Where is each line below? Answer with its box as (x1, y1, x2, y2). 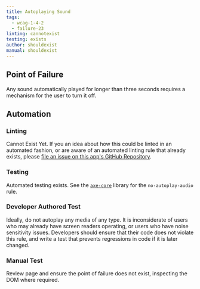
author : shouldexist (6, 42, 58, 48)
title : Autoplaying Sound (6, 8, 70, 15)
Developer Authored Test (6, 203, 81, 211)
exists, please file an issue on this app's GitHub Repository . (6, 153, 152, 160)
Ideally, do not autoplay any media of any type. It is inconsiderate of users (6, 216, 188, 223)
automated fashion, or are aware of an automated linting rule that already (6, 147, 186, 154)
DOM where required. (6, 276, 60, 284)
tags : (6, 14, 20, 20)
